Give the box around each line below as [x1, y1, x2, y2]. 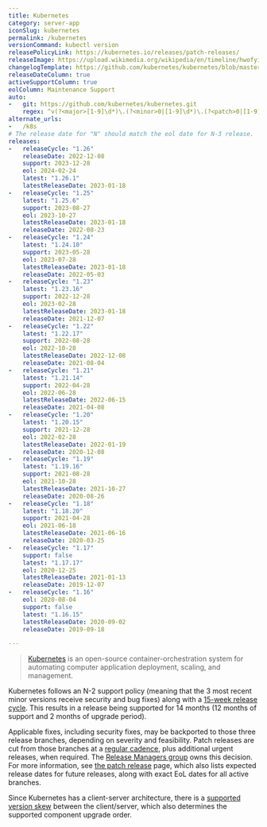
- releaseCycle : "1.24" [8, 234, 94, 242]
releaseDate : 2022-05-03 [22, 270, 105, 278]
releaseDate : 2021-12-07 [22, 315, 105, 323]
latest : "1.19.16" [22, 463, 83, 471]
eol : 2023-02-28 [22, 300, 77, 308]
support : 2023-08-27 [22, 204, 91, 212]
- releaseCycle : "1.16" [8, 588, 94, 596]
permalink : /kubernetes [8, 33, 87, 42]
